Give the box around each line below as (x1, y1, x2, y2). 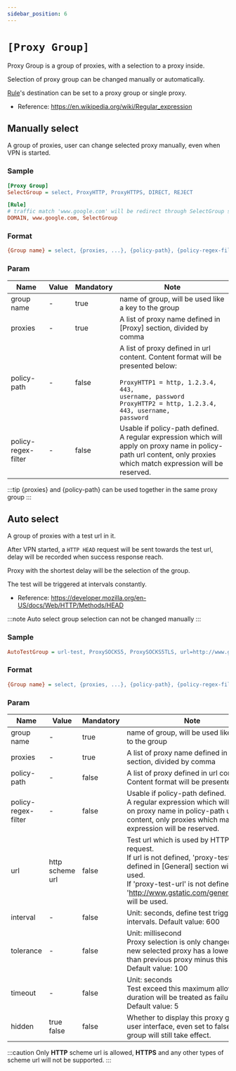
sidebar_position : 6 (7, 10, 68, 18)
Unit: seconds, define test (126, 908, 211, 918)
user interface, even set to (126, 1021, 214, 1031)
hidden (11, 1021, 34, 1031)
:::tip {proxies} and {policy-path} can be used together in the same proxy (7, 485, 218, 493)
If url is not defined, (126, 852, 191, 862)
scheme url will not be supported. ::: (7, 1056, 112, 1064)
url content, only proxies (136, 450, 216, 460)
